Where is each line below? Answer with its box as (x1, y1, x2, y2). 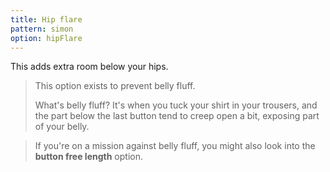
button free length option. (34, 151, 143, 163)
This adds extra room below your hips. (10, 61, 169, 73)
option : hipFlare (10, 33, 83, 43)
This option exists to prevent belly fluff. (34, 80, 196, 92)
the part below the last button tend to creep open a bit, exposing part (34, 110, 320, 122)
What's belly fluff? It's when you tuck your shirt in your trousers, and (34, 99, 318, 111)
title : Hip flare (10, 14, 83, 25)
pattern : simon (10, 24, 74, 34)
